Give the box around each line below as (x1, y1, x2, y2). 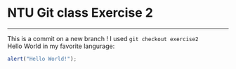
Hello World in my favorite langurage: (7, 42, 115, 50)
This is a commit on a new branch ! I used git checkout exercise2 (7, 34, 199, 43)
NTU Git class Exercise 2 (7, 5, 153, 21)
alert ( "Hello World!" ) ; (7, 55, 77, 62)
